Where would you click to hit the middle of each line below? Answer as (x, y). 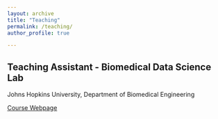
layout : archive (31, 13)
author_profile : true (39, 33)
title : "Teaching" (34, 20)
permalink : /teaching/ (40, 26)
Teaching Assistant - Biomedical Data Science (109, 67)
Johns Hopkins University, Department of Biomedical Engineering (101, 95)
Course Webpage (32, 108)
